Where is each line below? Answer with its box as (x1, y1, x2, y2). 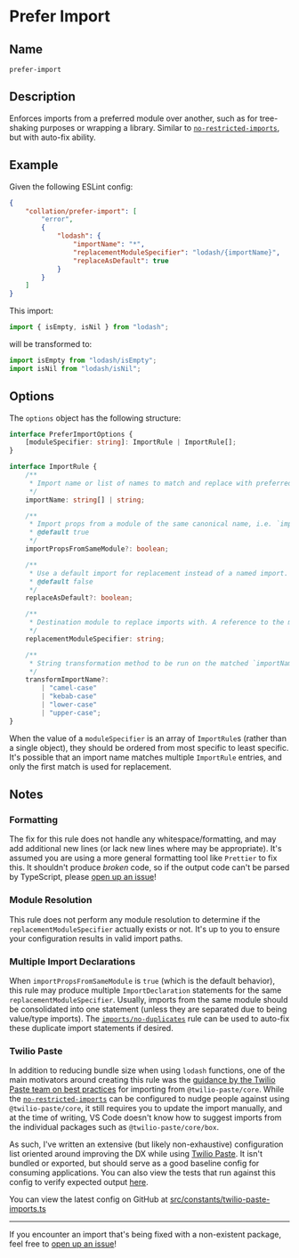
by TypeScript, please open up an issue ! (9, 872, 158, 883)
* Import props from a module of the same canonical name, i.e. (28, 520, 273, 528)
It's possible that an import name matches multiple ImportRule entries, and (9, 752, 282, 762)
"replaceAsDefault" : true (72, 256, 169, 265)
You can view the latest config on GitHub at (9, 1194, 168, 1205)
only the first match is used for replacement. (9, 761, 172, 771)
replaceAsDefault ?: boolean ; (25, 593, 133, 602)
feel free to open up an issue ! (9, 1238, 117, 1249)
